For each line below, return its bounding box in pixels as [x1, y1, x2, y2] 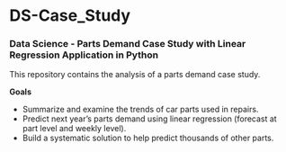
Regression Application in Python [9, 49, 159, 61]
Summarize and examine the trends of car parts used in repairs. [22, 104, 259, 115]
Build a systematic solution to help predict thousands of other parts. [22, 132, 274, 144]
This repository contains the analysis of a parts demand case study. [9, 69, 261, 80]
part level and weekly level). [22, 123, 127, 134]
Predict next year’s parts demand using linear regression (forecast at [22, 113, 277, 124]
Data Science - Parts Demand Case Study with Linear [9, 38, 246, 50]
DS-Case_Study [9, 5, 131, 26]
